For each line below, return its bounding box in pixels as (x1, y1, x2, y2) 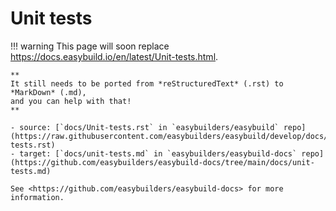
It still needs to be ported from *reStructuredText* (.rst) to (10, 78, 284, 89)
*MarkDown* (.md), (10, 87, 87, 97)
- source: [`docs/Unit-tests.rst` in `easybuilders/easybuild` (10, 122, 280, 132)
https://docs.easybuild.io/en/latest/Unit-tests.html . (10, 50, 219, 62)
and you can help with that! (10, 96, 132, 106)
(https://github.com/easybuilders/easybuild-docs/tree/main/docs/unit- (10, 157, 315, 167)
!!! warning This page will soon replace (10, 40, 170, 52)
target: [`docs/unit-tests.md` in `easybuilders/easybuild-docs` (19, 148, 298, 159)
